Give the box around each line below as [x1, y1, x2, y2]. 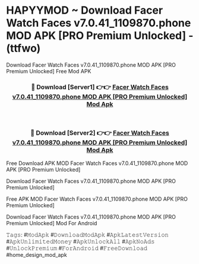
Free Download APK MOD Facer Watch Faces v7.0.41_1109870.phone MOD [6, 159, 188, 167]
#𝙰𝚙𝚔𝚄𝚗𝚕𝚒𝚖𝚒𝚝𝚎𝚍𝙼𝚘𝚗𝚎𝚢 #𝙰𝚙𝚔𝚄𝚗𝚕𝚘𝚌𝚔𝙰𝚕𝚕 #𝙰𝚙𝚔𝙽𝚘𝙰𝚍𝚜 [6, 238, 155, 245]
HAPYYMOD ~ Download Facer [6, 4, 163, 17]
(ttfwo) [6, 42, 41, 55]
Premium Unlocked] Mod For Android [6, 219, 97, 226]
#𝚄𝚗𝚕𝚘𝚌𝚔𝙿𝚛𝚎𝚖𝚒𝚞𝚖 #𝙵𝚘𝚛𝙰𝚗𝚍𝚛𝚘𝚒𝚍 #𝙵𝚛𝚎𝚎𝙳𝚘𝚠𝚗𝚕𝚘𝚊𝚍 [6, 244, 147, 251]
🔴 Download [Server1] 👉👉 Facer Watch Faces [30, 83, 169, 91]
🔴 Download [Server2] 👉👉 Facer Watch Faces [30, 129, 169, 137]
